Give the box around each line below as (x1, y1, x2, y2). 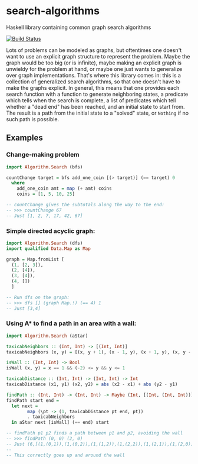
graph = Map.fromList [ (6, 256, 65, 262)
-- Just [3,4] (6, 306, 41, 312)
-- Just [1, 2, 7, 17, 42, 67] (6, 213, 83, 219)
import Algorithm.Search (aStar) (6, 333, 88, 339)
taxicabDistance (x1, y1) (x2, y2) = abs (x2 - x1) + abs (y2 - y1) (6, 381, 178, 388)
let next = (11, 403, 38, 409)
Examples (6, 133, 43, 143)
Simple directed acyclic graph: (6, 226, 95, 235)
